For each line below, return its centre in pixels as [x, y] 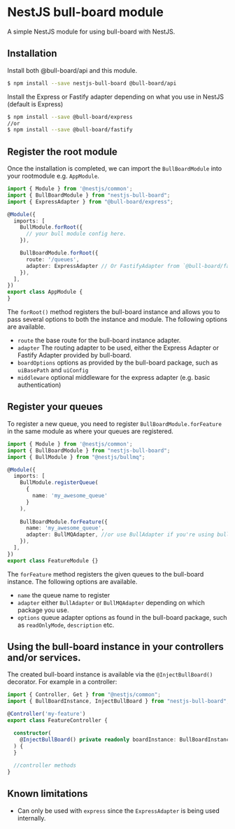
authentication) [39, 385]
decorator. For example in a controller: [62, 682]
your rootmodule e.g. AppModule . [54, 176]
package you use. [43, 610]
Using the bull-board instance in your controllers [115, 647]
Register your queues [55, 407]
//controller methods [45, 766]
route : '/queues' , [52, 260]
